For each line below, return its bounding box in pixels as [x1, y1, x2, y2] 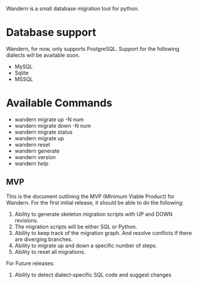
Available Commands [6, 96, 113, 110]
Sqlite [14, 69, 29, 76]
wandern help [14, 160, 49, 167]
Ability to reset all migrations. [14, 248, 85, 255]
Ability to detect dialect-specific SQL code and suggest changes [14, 271, 172, 278]
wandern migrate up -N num [14, 115, 84, 123]
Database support [6, 26, 97, 39]
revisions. [14, 217, 38, 224]
